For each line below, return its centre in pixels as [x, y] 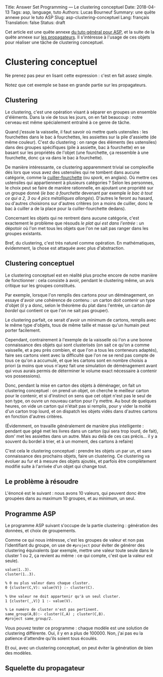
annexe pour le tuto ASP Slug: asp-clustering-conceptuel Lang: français [77, 17]
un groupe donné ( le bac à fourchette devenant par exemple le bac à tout [79, 193]
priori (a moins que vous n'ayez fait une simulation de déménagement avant [81, 365]
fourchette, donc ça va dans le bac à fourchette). [54, 157]
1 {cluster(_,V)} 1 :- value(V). [39, 601]
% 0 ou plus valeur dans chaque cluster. [48, 583]
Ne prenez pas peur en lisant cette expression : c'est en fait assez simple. [79, 75]
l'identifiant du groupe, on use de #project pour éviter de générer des [75, 545]
